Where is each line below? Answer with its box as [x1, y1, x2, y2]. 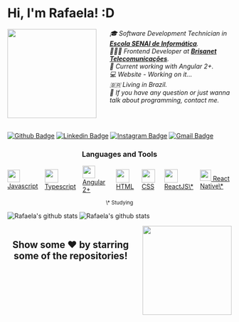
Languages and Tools [81, 149, 158, 159]
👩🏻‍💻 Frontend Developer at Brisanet [110, 46, 217, 55]
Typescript [44, 182, 76, 190]
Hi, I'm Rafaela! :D [7, 5, 115, 21]
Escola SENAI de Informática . [110, 39, 199, 48]
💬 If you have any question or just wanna [110, 88, 230, 97]
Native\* [200, 182, 224, 190]
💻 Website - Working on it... [110, 70, 193, 78]
